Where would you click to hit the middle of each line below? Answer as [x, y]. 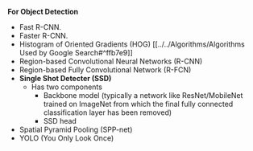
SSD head [60, 121]
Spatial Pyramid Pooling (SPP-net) [76, 129]
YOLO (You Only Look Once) [66, 138]
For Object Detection [43, 12]
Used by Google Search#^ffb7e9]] [76, 53]
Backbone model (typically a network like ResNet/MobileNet [143, 95]
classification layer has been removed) [108, 112]
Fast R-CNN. [40, 27]
